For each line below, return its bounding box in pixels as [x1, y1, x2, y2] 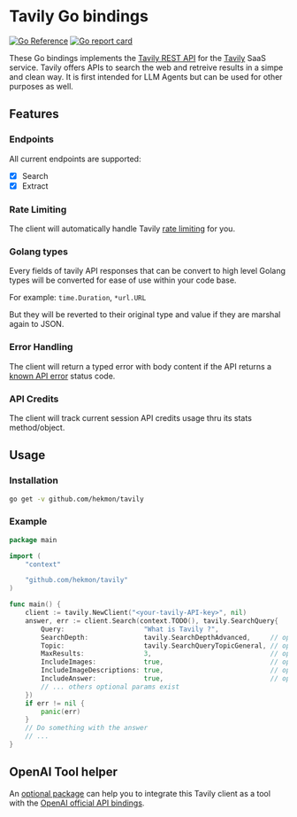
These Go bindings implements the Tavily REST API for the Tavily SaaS [9, 52, 267, 63]
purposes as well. [9, 81, 73, 91]
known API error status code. [9, 370, 116, 381]
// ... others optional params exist [41, 682, 179, 691]
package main [9, 535, 57, 544]
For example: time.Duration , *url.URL [9, 292, 147, 303]
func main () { [9, 600, 62, 609]
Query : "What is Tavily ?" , [41, 625, 219, 634]
